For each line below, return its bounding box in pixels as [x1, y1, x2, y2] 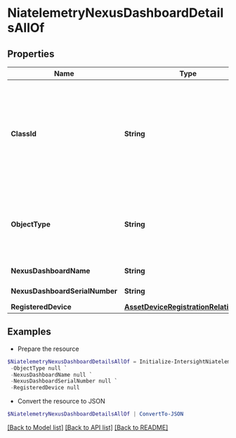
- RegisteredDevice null [10, 385, 80, 392]
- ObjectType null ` [10, 364, 68, 372]
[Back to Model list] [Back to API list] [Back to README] [7, 423, 169, 432]
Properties [7, 48, 55, 60]
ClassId [11, 129, 37, 139]
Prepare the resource [17, 344, 79, 353]
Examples [7, 326, 51, 338]
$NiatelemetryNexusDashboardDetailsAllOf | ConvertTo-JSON [7, 411, 184, 418]
